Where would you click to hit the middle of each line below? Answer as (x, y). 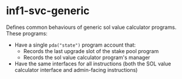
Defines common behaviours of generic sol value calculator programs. (91, 27)
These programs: (27, 33)
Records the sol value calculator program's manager (87, 57)
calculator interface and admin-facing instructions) (76, 70)
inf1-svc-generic (48, 11)
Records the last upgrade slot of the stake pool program (91, 51)
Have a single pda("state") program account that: (75, 45)
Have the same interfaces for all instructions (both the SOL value (93, 64)
